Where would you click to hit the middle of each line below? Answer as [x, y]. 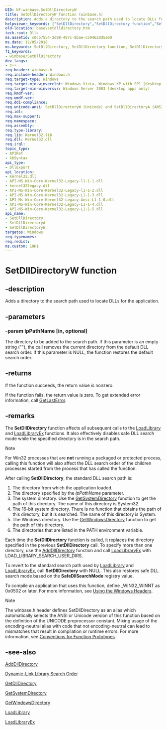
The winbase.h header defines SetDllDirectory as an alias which [71, 610]
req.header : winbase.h [29, 70]
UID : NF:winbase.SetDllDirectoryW [41, 10]
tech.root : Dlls [22, 33]
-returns [18, 373]
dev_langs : [16, 61]
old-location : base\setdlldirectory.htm [48, 28]
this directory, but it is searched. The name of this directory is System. [84, 514]
